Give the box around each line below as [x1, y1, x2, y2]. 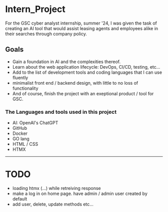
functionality [12, 85, 38, 91]
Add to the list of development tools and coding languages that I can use [12, 69, 162, 75]
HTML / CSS [12, 141, 38, 147]
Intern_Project [5, 4, 66, 15]
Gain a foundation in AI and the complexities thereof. [12, 59, 121, 65]
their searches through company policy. [5, 31, 87, 37]
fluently [12, 74, 28, 81]
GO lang [12, 136, 29, 142]
